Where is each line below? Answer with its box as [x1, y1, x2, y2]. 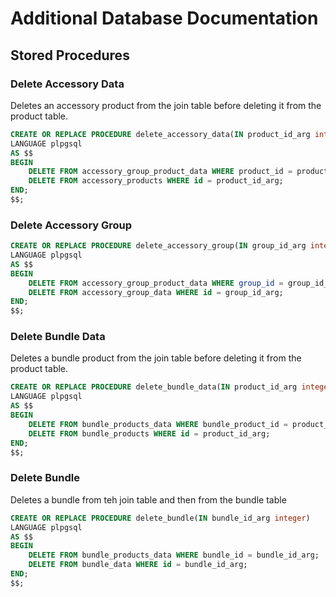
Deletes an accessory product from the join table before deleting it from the [10, 99, 322, 111]
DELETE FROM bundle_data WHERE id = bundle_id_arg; [28, 560, 248, 570]
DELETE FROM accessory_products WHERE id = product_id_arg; [28, 176, 284, 186]
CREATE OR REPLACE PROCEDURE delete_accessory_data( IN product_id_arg [10, 129, 311, 139]
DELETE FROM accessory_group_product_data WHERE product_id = [28, 167, 293, 177]
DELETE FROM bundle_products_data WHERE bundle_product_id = [28, 419, 288, 429]
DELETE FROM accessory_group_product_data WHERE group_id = [28, 278, 284, 288]
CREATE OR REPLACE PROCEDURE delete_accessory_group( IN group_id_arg [10, 241, 307, 251]
